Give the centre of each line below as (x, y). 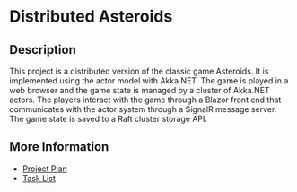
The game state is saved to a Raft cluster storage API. (109, 119)
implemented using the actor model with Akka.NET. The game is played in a (149, 81)
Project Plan (44, 169)
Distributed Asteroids (91, 17)
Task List (39, 178)
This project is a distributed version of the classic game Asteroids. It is (139, 71)
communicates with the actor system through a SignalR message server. (143, 109)
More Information (59, 147)
